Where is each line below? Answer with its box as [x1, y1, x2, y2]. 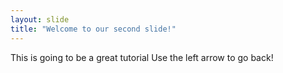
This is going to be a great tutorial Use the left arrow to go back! [10, 51, 274, 63]
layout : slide [10, 14, 70, 25]
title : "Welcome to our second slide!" [10, 24, 177, 34]
